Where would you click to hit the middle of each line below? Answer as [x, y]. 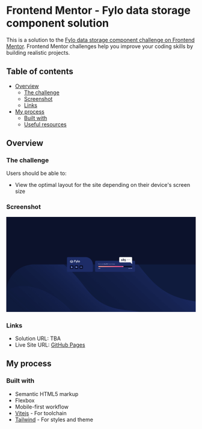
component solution [58, 23]
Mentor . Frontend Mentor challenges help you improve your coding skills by [100, 46]
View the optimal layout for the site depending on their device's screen [103, 185]
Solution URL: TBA [38, 339]
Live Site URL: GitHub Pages [50, 345]
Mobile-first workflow [42, 407]
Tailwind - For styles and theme [54, 419]
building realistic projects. [38, 52]
